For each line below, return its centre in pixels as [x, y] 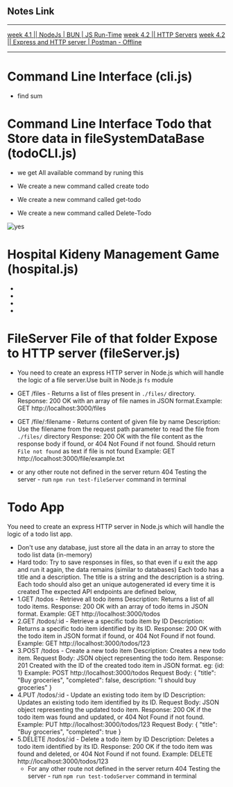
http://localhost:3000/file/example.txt [71, 458]
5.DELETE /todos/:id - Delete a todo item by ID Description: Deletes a [115, 739]
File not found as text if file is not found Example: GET [96, 451]
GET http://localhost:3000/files [61, 408]
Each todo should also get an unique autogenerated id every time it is [116, 584]
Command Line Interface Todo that [110, 124]
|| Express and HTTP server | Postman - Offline [75, 42]
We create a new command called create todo [83, 186]
